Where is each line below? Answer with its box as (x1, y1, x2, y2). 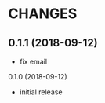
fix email (19, 57, 48, 66)
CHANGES (8, 5, 78, 23)
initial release (19, 87, 63, 97)
